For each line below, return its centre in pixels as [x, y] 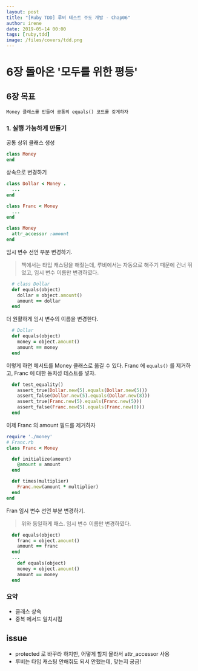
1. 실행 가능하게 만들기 [37, 128]
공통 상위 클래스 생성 [31, 143]
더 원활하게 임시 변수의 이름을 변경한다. [52, 319]
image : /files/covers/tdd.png [45, 40]
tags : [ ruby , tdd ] [28, 35]
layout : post [23, 12]
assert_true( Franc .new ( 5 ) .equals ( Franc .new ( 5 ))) [80, 402]
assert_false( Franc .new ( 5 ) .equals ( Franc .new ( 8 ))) [81, 407]
